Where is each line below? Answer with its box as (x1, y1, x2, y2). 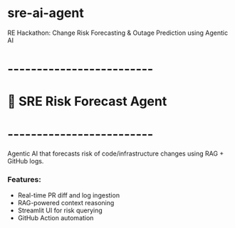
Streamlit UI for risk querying (17, 206, 103, 215)
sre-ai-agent (7, 5, 84, 21)
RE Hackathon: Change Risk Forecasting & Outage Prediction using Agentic (7, 28, 229, 37)
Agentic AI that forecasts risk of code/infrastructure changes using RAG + (7, 149, 224, 158)
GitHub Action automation (17, 213, 94, 222)
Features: (7, 175, 41, 185)
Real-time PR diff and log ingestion (17, 190, 120, 200)
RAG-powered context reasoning (17, 198, 115, 207)
